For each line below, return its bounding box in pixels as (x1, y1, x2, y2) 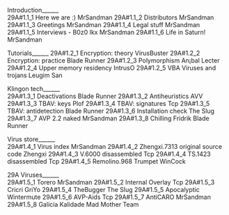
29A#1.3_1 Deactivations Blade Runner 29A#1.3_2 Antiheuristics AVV (7, 92, 203, 100)
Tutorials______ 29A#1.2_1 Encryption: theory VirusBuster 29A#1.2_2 (7, 49, 200, 57)
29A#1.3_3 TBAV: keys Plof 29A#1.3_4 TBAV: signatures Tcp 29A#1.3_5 (7, 99, 210, 107)
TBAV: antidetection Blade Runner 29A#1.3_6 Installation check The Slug (7, 107, 214, 115)
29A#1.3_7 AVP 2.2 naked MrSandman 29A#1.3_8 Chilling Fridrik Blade (7, 114, 210, 122)
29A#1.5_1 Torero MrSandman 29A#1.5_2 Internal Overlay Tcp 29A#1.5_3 (7, 178, 215, 186)
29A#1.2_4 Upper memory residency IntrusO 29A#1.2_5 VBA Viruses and (7, 64, 216, 72)
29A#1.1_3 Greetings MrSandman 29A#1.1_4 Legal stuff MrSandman (7, 21, 200, 29)
